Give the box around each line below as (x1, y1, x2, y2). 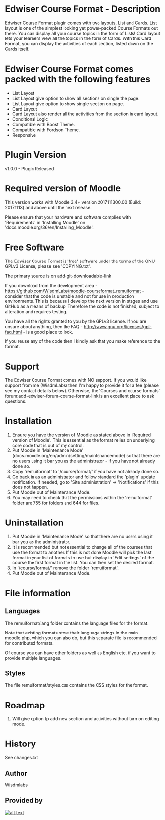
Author (5, 769, 27, 778)
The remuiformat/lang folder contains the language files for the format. (5, 620, 149, 626)
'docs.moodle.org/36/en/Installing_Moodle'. (5, 224, 94, 230)
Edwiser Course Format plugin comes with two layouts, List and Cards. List (5, 20, 157, 26)
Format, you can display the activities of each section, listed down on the (5, 40, 154, 46)
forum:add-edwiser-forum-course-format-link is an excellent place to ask (5, 393, 154, 399)
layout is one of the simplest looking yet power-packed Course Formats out (5, 25, 158, 31)
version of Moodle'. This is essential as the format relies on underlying (12, 437, 155, 443)
